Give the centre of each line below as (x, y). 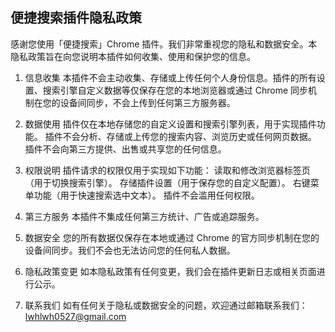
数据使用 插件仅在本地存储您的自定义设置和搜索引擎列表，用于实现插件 (170, 124)
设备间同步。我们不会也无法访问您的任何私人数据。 (130, 250)
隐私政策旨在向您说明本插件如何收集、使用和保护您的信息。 (133, 56)
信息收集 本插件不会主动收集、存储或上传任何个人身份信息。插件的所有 (170, 77)
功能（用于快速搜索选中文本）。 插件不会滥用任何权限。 (146, 195)
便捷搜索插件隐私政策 (76, 18)
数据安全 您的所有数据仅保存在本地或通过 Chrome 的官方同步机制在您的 (172, 237)
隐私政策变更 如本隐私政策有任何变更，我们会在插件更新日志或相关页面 (170, 271)
